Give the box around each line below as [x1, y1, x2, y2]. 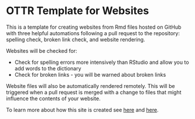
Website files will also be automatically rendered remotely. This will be [6, 82, 175, 89]
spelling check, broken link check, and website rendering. [6, 36, 145, 43]
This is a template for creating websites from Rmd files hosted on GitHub [6, 23, 182, 30]
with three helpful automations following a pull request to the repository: [6, 29, 180, 36]
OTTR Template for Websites [6, 4, 149, 18]
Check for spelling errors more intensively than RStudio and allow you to [14, 59, 189, 66]
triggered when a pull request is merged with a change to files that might [6, 89, 182, 96]
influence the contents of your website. [6, 95, 101, 102]
